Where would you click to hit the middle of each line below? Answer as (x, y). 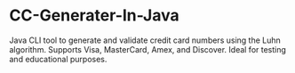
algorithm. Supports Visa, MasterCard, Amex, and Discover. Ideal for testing (148, 49)
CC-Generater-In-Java (94, 16)
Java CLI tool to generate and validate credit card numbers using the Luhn (145, 40)
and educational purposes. (58, 59)
